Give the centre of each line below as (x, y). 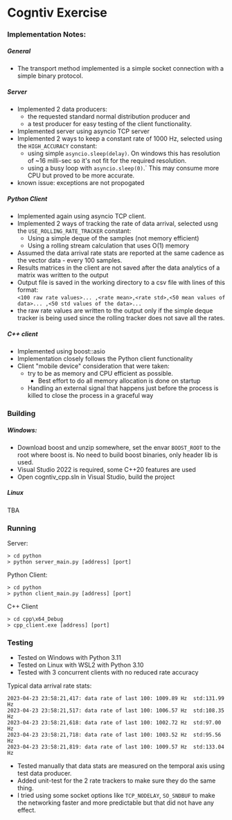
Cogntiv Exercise (57, 13)
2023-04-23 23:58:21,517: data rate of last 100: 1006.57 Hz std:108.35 (116, 711)
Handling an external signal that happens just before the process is (123, 388)
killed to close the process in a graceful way (90, 395)
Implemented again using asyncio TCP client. (82, 216)
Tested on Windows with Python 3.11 (69, 658)
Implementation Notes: (47, 35)
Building (21, 413)
